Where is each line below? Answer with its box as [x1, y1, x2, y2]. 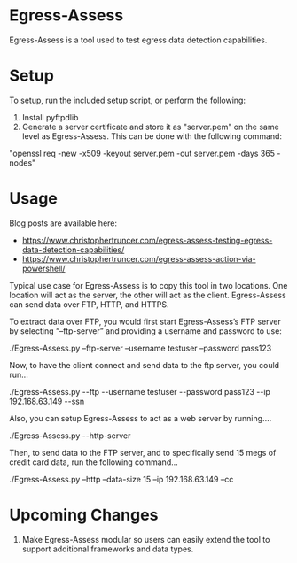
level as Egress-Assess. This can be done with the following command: [21, 130, 282, 142]
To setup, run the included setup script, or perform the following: [9, 95, 246, 105]
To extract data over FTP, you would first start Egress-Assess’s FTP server [9, 316, 282, 327]
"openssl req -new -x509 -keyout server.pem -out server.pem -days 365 [9, 148, 276, 158]
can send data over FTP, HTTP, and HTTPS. [9, 298, 170, 310]
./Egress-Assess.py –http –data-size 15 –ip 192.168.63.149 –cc [9, 474, 234, 484]
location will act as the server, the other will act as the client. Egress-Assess [9, 289, 286, 300]
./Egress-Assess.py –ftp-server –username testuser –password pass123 [9, 343, 272, 353]
